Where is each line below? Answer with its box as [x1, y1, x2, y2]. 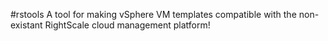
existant [10, 19, 43, 31]
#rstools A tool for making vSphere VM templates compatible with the [10, 9, 297, 20]
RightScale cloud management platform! [44, 19, 211, 31]
